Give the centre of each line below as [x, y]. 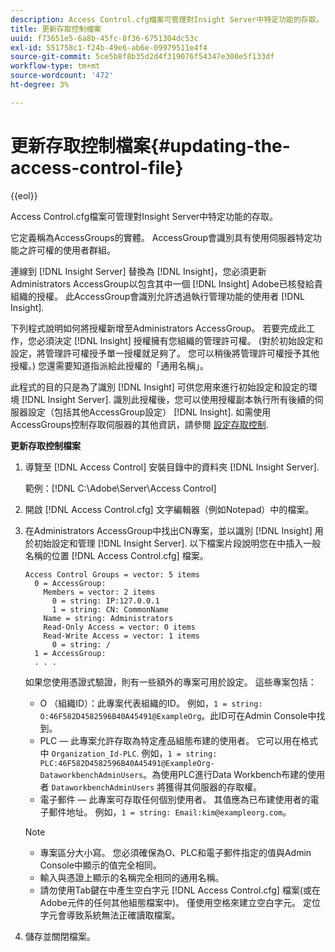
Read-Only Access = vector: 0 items [119, 627]
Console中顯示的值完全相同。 [100, 865]
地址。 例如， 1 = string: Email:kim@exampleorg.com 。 [179, 812]
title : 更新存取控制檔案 [56, 29]
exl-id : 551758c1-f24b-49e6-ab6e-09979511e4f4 [109, 47]
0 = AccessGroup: [70, 583]
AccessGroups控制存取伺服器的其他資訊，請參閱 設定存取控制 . [139, 424]
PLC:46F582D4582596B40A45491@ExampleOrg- [127, 763]
